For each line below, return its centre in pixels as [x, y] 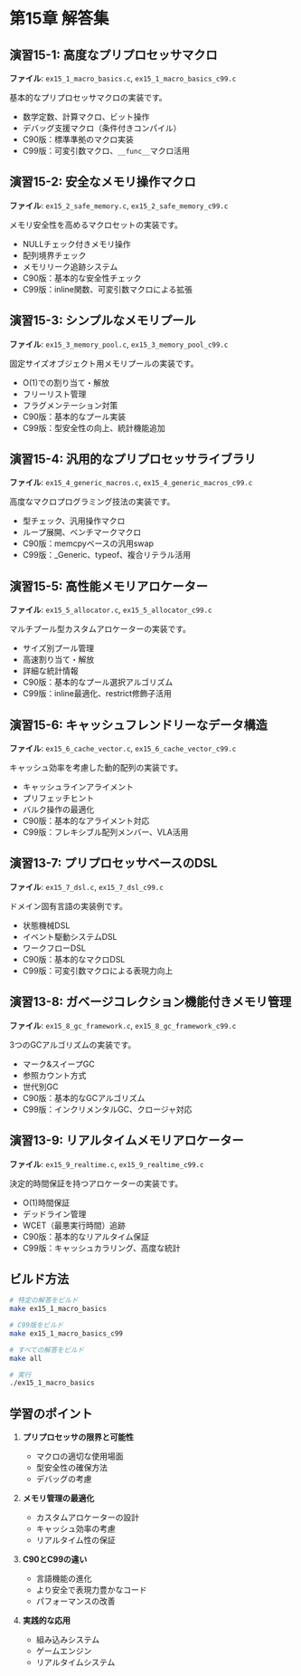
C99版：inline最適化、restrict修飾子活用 [97, 694]
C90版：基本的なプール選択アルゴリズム [98, 682]
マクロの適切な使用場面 [80, 1456]
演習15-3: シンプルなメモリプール [103, 321]
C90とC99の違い [55, 1559]
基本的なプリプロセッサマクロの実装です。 [88, 97]
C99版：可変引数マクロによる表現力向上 [98, 971]
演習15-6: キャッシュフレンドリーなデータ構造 [139, 725]
